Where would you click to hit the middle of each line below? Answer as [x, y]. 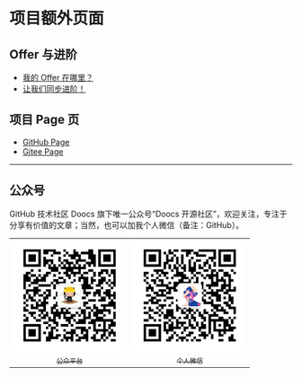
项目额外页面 [57, 18]
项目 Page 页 [44, 120]
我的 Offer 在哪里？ [58, 78]
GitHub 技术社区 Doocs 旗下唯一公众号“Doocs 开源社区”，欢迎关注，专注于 [148, 214]
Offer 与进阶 [44, 54]
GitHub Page [46, 142]
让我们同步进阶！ [54, 89]
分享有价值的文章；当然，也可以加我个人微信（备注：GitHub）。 [127, 224]
